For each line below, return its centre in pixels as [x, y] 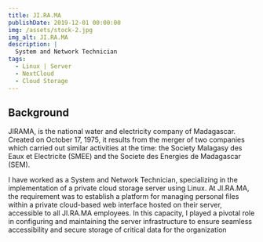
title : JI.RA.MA [35, 15]
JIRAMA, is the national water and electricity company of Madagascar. [122, 132]
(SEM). [19, 164]
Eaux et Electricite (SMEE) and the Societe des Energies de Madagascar [124, 157]
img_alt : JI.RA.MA [38, 37]
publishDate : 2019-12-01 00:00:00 [65, 23]
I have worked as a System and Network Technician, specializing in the [123, 180]
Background [38, 112]
